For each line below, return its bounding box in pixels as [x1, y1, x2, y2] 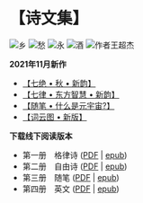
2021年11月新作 [9, 58, 67, 69]
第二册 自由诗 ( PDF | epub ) [22, 161, 128, 172]
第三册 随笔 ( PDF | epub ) [22, 172, 120, 182]
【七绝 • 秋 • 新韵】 [22, 77, 96, 88]
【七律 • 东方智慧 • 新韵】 [22, 89, 120, 100]
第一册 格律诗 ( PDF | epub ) [22, 149, 128, 160]
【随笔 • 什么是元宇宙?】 [22, 100, 115, 110]
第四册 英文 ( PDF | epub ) [22, 183, 120, 194]
